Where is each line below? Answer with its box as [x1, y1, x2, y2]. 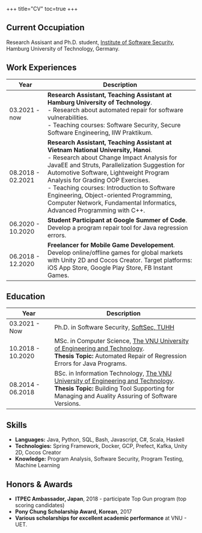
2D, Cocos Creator [14, 449, 61, 456]
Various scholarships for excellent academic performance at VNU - [14, 514, 187, 522]
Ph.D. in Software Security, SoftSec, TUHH [54, 323, 174, 331]
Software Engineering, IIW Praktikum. [47, 128, 153, 136]
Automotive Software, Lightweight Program [47, 168, 170, 177]
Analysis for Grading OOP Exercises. [47, 176, 150, 184]
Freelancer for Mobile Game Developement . [47, 241, 176, 249]
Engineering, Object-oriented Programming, [47, 191, 173, 199]
